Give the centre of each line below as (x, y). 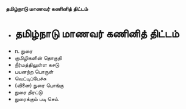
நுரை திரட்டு (29, 92)
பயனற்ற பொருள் (34, 71)
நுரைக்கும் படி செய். (37, 99)
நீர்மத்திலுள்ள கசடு (37, 65)
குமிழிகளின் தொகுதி (38, 58)
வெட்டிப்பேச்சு (30, 78)
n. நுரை (23, 51)
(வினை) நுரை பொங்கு (39, 85)
